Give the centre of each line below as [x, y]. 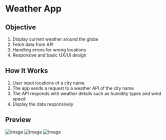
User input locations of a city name [48, 82]
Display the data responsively [43, 104]
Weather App [33, 9]
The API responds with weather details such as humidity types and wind [87, 93]
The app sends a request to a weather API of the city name [73, 88]
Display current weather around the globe [55, 39]
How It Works [27, 71]
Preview [18, 120]
